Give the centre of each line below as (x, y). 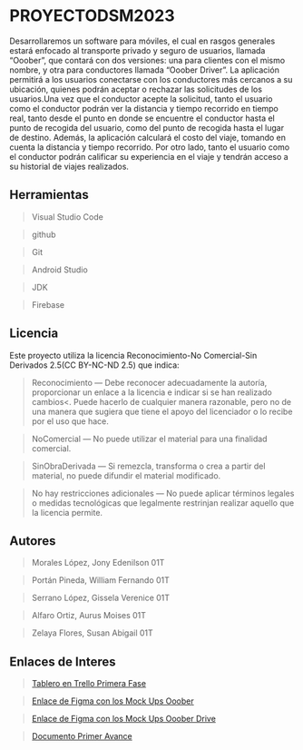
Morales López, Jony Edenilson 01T (98, 563)
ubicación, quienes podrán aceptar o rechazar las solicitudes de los (136, 89)
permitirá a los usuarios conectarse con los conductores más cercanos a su (151, 79)
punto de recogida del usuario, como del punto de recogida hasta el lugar (147, 127)
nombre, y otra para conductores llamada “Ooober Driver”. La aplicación (144, 70)
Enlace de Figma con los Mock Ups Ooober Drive (123, 719)
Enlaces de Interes (63, 661)
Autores (33, 541)
